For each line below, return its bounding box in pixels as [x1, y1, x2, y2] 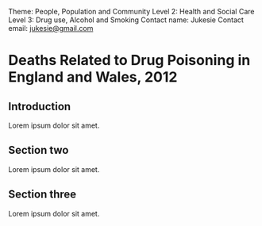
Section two [8, 144, 69, 157]
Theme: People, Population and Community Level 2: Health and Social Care [8, 7, 255, 16]
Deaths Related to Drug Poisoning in [8, 52, 251, 70]
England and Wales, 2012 [8, 68, 178, 86]
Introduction [8, 99, 71, 113]
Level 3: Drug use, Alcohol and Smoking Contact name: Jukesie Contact [8, 15, 245, 25]
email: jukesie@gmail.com [8, 24, 94, 33]
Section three [8, 188, 77, 201]
